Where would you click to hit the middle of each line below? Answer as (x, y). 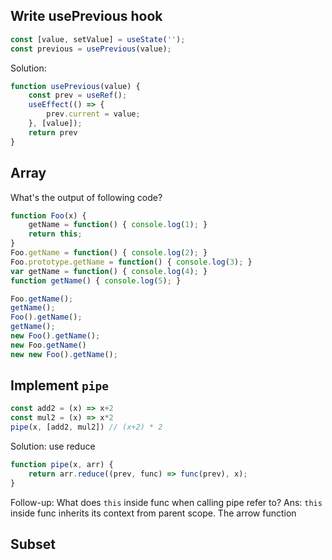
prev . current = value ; (93, 114)
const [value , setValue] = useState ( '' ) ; (98, 39)
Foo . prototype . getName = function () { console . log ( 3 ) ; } (131, 262)
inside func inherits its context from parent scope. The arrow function (153, 513)
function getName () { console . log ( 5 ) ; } (96, 280)
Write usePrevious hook (86, 16)
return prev (53, 132)
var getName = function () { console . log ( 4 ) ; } (109, 271)
